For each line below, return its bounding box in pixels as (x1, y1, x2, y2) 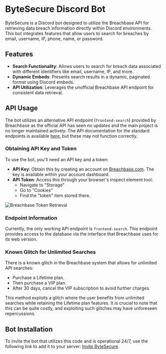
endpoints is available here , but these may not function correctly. (5, 133, 138, 139)
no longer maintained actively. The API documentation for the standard (5, 127, 150, 133)
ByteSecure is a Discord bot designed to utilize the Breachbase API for (5, 20, 150, 26)
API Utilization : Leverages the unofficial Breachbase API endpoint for (12, 84, 154, 90)
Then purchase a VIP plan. (12, 280, 67, 286)
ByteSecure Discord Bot (5, 3, 106, 15)
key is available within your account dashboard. (12, 171, 110, 177)
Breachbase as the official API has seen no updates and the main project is (5, 122, 158, 128)
